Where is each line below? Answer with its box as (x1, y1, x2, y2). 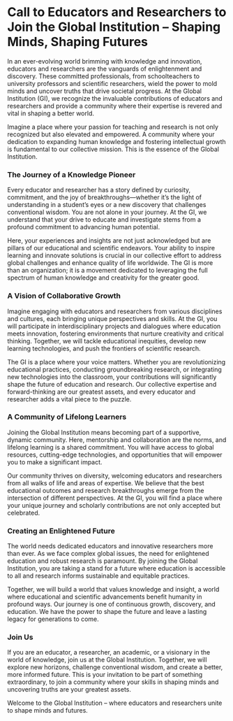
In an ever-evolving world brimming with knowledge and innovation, (7, 57, 202, 65)
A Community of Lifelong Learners (7, 412, 127, 422)
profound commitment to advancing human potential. (7, 223, 160, 231)
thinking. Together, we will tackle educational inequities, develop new (7, 336, 206, 345)
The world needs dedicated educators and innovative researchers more (7, 542, 213, 550)
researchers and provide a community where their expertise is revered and (7, 101, 223, 110)
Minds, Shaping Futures (7, 34, 149, 50)
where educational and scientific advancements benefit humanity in (7, 592, 202, 601)
